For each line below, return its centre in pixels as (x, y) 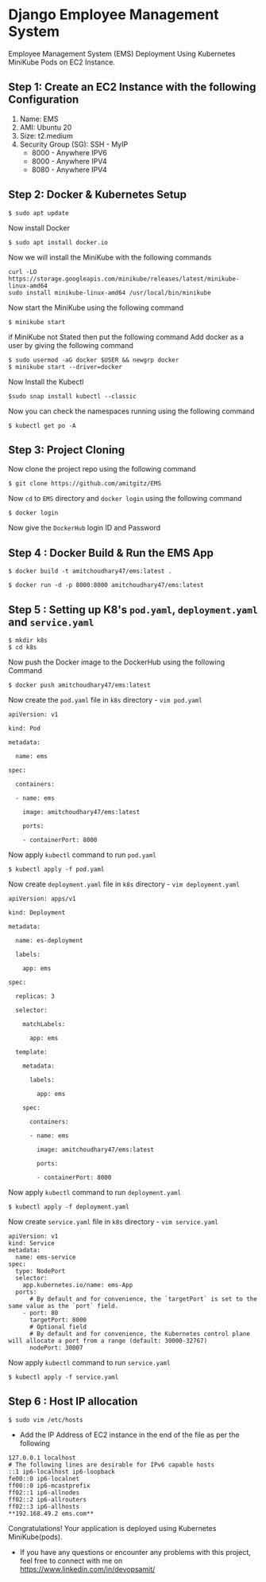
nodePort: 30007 (56, 1348)
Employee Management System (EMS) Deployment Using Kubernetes (122, 53)
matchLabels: (44, 1024)
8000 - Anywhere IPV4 (69, 161)
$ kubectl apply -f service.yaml (64, 1377)
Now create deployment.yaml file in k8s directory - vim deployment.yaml (124, 884)
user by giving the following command (71, 345)
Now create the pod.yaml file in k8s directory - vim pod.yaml (105, 700)
